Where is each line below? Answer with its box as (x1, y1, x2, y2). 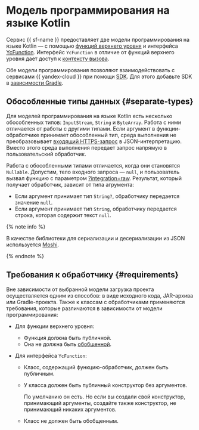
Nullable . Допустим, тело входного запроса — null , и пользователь (6, 168, 180, 175)
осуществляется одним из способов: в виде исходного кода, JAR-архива (6, 292, 194, 299)
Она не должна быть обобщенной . (23, 341, 112, 348)
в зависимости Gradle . (6, 79, 64, 86)
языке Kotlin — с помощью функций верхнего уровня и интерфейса (6, 42, 179, 50)
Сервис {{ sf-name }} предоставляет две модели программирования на (6, 36, 189, 43)
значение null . (14, 199, 53, 206)
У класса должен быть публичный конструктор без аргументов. (23, 381, 188, 388)
